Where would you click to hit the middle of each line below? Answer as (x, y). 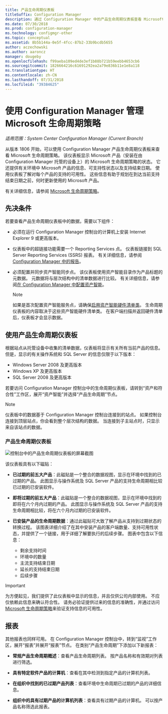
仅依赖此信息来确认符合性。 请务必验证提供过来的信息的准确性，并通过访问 (82, 602)
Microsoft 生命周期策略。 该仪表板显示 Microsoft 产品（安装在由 (76, 155)
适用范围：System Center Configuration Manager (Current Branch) (74, 138)
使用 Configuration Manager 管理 (74, 111)
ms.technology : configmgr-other (39, 33)
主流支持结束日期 (37, 563)
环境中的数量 (33, 557)
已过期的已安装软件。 (34, 487)
